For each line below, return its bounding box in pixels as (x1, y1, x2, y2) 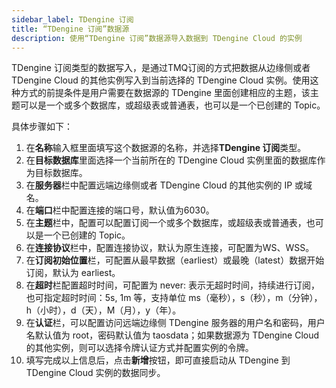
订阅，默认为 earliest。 (25, 267, 121, 279)
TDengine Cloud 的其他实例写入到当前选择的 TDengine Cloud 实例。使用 (11, 74, 311, 86)
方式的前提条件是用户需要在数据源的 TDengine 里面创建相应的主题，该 (19, 87, 311, 99)
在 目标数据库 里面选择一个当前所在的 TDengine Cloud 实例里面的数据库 (25, 154, 318, 166)
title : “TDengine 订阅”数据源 (11, 24, 130, 34)
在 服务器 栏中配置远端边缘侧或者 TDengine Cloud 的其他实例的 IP (25, 179, 293, 191)
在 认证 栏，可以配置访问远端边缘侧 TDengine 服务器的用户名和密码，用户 (25, 317, 326, 329)
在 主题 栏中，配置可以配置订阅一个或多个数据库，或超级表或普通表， (25, 217, 307, 229)
